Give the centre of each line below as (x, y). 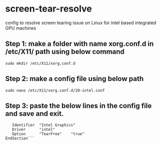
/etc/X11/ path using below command (65, 52)
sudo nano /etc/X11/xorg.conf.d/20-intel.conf (55, 90)
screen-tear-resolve (49, 9)
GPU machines (21, 28)
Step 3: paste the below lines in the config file (78, 105)
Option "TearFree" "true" (48, 134)
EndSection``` (20, 138)
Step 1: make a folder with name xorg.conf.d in (79, 44)
